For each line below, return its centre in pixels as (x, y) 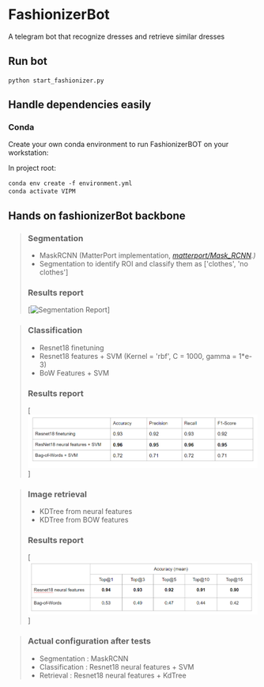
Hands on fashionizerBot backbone (97, 215)
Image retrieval (57, 494)
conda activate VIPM (42, 191)
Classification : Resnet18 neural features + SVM (117, 666)
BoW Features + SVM (74, 372)
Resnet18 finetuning (72, 347)
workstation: (28, 153)
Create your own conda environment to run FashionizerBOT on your (119, 145)
